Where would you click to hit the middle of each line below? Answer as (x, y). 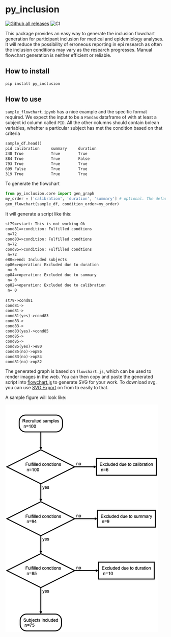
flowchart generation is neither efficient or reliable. (59, 55)
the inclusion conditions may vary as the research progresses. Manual (79, 50)
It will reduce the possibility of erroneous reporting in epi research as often (83, 44)
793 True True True (46, 164)
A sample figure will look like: (36, 397)
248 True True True (46, 154)
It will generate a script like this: (38, 214)
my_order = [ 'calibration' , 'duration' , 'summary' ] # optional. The (79, 199)
